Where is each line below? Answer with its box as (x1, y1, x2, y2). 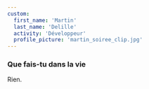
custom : (7, 10, 30, 18)
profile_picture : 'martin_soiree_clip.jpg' (13, 36, 143, 43)
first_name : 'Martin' (13, 17, 77, 24)
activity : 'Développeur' (13, 29, 86, 37)
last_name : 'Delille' (13, 23, 77, 30)
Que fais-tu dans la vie (7, 60, 86, 69)
